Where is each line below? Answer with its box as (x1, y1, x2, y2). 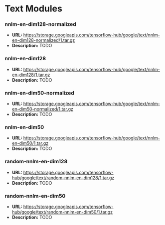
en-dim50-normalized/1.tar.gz (11, 106, 73, 112)
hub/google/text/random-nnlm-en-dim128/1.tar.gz (11, 175, 115, 181)
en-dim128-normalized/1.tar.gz (11, 37, 75, 43)
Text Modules (4, 3, 63, 14)
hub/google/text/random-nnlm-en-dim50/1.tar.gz (11, 209, 113, 215)
